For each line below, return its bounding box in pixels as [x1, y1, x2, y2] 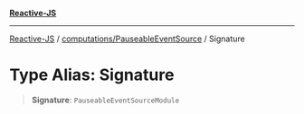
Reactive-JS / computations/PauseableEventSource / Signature [9, 33, 246, 44]
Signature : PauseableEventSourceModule [31, 94, 180, 105]
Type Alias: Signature [9, 65, 175, 85]
